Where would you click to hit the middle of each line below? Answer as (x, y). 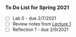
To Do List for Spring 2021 (37, 7)
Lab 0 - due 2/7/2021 (34, 18)
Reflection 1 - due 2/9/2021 (40, 29)
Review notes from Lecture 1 (42, 24)
